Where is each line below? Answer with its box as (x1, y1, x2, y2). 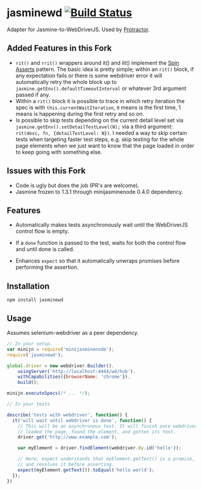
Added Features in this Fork (7, 43, 112, 53)
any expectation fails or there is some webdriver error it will (15, 72, 162, 79)
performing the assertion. (15, 264, 79, 271)
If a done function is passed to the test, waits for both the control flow (15, 239, 186, 246)
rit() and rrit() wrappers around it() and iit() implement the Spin (15, 59, 179, 66)
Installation (7, 281, 50, 291)
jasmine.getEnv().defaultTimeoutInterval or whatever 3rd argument (15, 85, 186, 92)
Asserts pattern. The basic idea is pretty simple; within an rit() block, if (15, 65, 194, 73)
